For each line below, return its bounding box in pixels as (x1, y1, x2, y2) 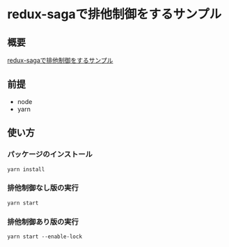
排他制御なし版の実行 (7, 183, 79, 193)
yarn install (7, 165, 45, 173)
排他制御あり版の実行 (7, 217, 79, 227)
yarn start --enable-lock (7, 233, 82, 241)
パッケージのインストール (7, 149, 93, 159)
